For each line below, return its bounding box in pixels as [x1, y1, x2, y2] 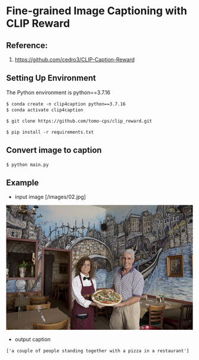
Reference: [6, 40, 48, 50]
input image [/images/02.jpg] [14, 194, 86, 201]
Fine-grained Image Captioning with [6, 4, 188, 18]
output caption [14, 336, 51, 343]
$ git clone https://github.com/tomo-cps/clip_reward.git [6, 118, 152, 124]
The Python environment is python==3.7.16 [6, 89, 111, 96]
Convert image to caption [6, 145, 102, 155]
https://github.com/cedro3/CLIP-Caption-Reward [14, 56, 135, 63]
